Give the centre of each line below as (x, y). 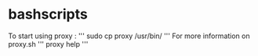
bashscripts (48, 14)
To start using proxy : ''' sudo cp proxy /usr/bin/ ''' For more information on (129, 36)
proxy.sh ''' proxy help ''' (48, 44)
